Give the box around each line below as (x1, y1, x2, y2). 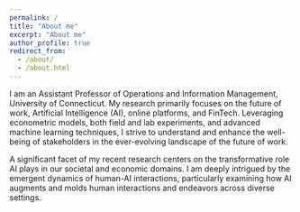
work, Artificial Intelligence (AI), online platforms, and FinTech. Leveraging (9, 107, 284, 118)
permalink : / (9, 13, 59, 23)
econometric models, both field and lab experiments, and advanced (9, 116, 261, 127)
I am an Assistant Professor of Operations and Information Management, (9, 88, 278, 99)
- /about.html (17, 64, 70, 73)
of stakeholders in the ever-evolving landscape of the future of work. (32, 136, 288, 147)
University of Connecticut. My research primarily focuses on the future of (9, 97, 282, 108)
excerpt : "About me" (9, 30, 87, 39)
